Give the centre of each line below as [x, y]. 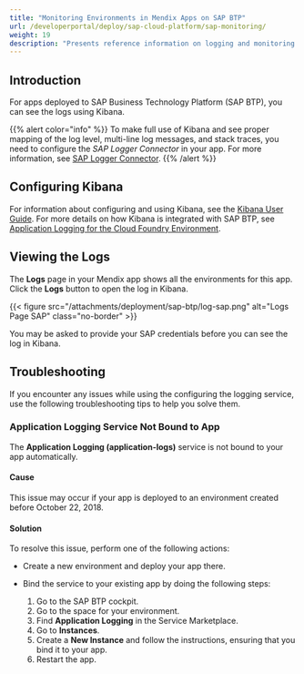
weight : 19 [30, 35]
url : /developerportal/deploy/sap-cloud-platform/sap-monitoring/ [138, 26]
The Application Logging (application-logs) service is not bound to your [147, 446]
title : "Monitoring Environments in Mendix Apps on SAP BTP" [128, 18]
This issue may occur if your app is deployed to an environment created [144, 498]
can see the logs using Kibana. [67, 112]
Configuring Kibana [66, 187]
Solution [26, 528]
